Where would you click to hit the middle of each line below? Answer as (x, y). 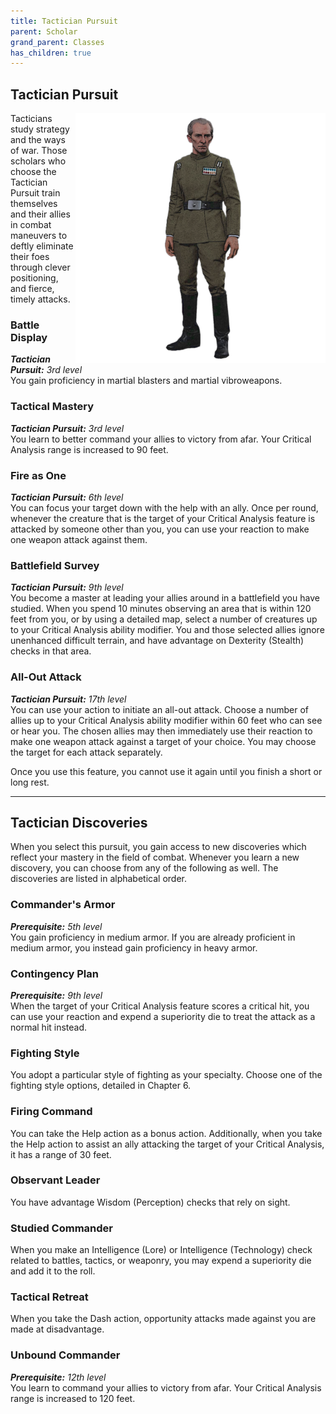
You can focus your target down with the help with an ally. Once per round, (164, 507)
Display (29, 337)
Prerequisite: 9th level (56, 995)
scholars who (38, 161)
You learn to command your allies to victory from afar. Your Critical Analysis (166, 1387)
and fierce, (32, 289)
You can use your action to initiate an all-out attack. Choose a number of (159, 709)
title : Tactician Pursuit (64, 21)
